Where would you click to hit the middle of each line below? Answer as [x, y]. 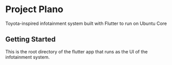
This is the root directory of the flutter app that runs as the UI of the [77, 51]
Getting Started [31, 39]
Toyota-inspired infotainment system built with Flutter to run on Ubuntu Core [86, 23]
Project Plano [34, 9]
